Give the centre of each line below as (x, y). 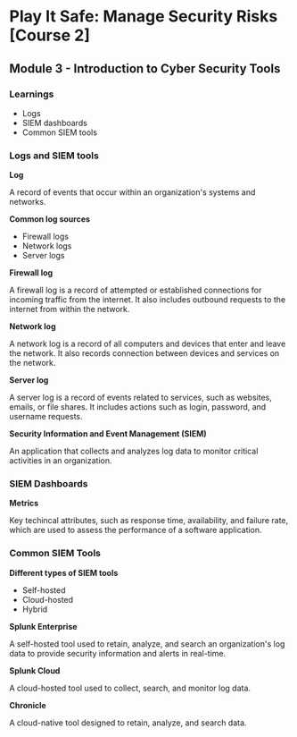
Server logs (43, 256)
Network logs (47, 246)
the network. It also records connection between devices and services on (144, 353)
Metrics (24, 504)
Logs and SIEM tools (54, 156)
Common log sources (50, 219)
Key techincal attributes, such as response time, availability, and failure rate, (149, 521)
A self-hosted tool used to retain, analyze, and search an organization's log (147, 644)
